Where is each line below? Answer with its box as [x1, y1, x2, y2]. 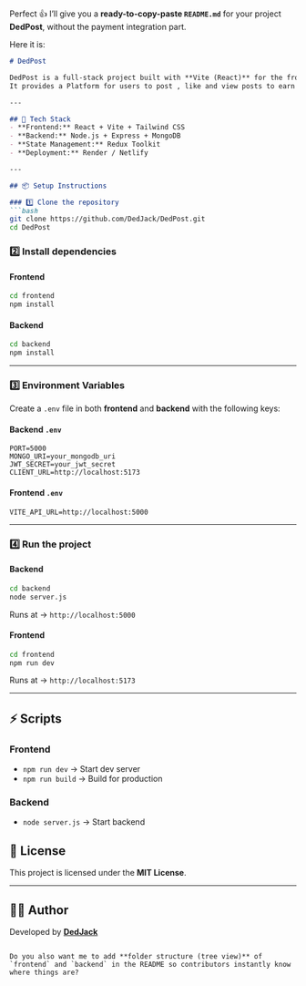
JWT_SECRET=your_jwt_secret [9, 460, 117, 469]
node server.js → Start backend [22, 817, 146, 827]
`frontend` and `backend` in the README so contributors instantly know [9, 960, 291, 970]
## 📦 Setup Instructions [9, 181, 107, 190]
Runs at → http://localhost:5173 [9, 674, 136, 686]
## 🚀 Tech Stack [9, 114, 71, 124]
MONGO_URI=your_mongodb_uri [9, 452, 117, 461]
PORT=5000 [9, 444, 47, 454]
